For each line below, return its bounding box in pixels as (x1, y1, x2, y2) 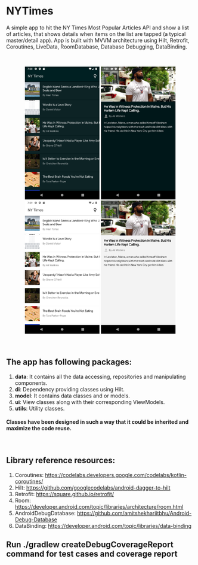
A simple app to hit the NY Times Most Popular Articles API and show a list (6, 24, 189, 31)
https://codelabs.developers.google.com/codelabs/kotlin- (44, 471, 187, 478)
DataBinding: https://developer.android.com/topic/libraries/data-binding (14, 522, 192, 529)
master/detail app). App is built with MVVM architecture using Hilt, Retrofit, (6, 37, 190, 44)
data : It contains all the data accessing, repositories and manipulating (14, 373, 186, 380)
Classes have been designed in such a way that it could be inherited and (6, 418, 189, 426)
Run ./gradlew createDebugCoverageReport (6, 540, 174, 550)
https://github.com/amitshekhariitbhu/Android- (76, 509, 192, 517)
